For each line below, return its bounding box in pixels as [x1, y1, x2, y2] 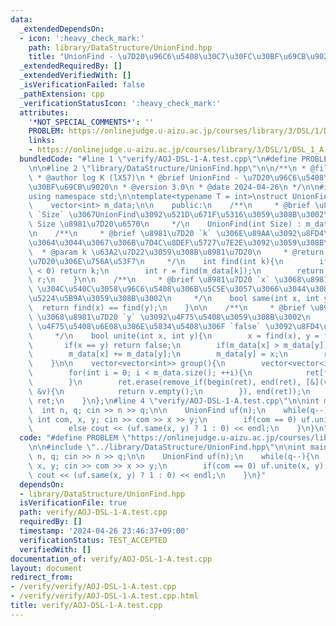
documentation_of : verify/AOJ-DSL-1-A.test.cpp [10, 554, 213, 564]
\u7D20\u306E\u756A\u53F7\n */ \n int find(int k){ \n [28, 256, 284, 266]
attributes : [19, 107, 70, 118]
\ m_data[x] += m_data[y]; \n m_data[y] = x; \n [28, 349, 288, 360]
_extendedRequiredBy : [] [19, 61, 123, 71]
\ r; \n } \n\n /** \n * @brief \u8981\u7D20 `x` [28, 275, 271, 285]
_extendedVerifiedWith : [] [19, 71, 132, 81]
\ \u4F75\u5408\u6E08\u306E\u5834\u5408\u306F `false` [28, 321, 262, 331]
